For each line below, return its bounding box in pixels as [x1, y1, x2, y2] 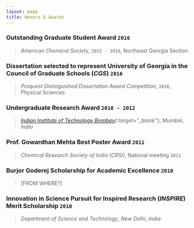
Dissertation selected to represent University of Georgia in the [6, 61, 188, 70]
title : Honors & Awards [6, 14, 65, 20]
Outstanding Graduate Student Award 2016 [6, 34, 130, 42]
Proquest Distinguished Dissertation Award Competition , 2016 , [20, 83, 172, 90]
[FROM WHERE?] [20, 180, 63, 187]
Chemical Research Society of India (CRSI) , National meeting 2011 [20, 151, 182, 158]
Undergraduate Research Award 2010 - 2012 [6, 104, 136, 112]
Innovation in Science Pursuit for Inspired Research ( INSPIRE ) [6, 194, 186, 203]
